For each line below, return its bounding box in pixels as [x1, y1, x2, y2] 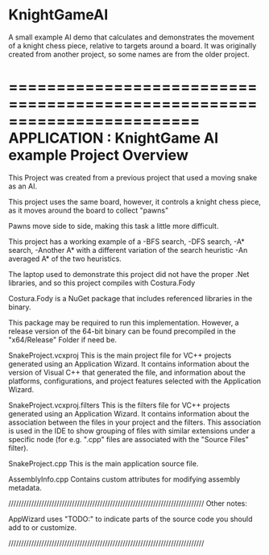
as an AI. [8, 181, 38, 191]
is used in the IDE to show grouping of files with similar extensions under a [8, 425, 256, 436]
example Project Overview [8, 147, 189, 164]
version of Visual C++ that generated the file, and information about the [8, 367, 246, 377]
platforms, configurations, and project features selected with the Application [8, 376, 262, 386]
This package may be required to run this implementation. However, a [8, 317, 239, 327]
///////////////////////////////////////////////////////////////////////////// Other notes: [8, 498, 248, 508]
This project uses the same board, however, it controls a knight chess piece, [8, 197, 262, 206]
